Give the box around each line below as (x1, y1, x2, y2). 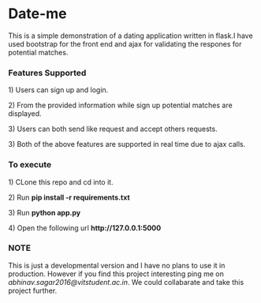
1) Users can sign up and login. (8, 85, 109, 95)
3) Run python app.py (8, 208, 81, 217)
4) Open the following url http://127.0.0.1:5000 (8, 223, 162, 233)
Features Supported (8, 67, 87, 78)
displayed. (8, 109, 42, 118)
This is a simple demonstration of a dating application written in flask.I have (8, 31, 254, 40)
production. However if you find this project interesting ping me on (8, 269, 225, 279)
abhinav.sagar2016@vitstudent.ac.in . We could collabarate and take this (8, 277, 244, 286)
